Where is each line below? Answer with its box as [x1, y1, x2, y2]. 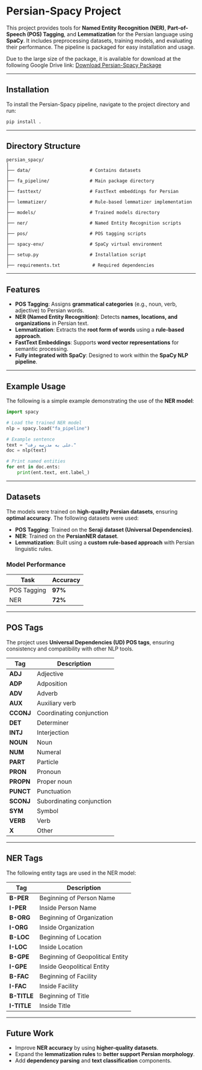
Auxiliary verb [37, 699, 76, 707]
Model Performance [6, 560, 66, 568]
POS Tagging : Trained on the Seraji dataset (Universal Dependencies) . [14, 526, 194, 533]
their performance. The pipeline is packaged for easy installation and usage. [6, 43, 195, 51]
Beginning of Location [39, 933, 102, 941]
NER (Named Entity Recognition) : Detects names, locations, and [14, 313, 178, 321]
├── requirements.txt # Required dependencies [6, 262, 155, 269]
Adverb [37, 689, 58, 697]
